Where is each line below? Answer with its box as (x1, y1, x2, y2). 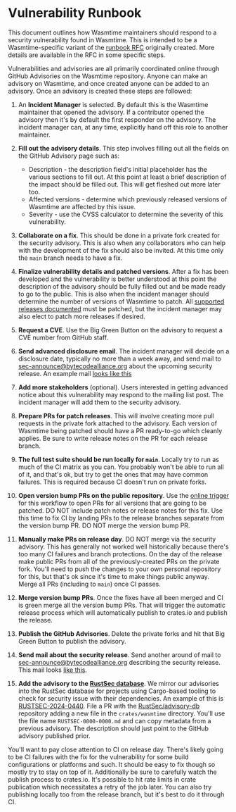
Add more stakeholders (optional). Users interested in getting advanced (18, 382, 228, 392)
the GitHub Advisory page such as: (18, 151, 120, 160)
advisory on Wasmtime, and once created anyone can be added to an (8, 79, 209, 87)
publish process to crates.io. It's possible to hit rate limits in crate (8, 775, 196, 783)
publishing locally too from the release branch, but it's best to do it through (8, 790, 225, 799)
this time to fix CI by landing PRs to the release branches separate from (18, 513, 225, 522)
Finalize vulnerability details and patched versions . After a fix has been (18, 267, 229, 275)
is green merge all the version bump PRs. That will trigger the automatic (18, 601, 225, 609)
